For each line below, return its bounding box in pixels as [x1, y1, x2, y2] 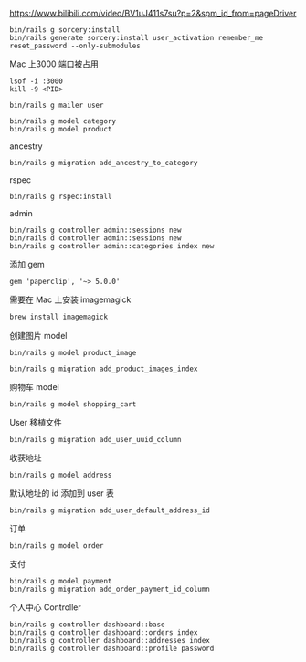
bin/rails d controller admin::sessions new [9, 234, 182, 243]
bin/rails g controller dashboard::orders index [9, 627, 198, 637]
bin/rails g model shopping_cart [9, 399, 137, 409]
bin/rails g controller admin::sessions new [9, 226, 182, 235]
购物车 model [9, 381, 59, 392]
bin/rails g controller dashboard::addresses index [9, 636, 210, 645]
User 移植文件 [9, 416, 62, 427]
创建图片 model [9, 330, 68, 341]
